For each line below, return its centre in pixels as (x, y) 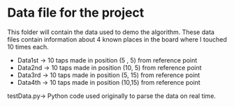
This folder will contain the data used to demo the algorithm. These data (111, 32)
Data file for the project (76, 13)
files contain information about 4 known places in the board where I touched (117, 39)
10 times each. (28, 47)
